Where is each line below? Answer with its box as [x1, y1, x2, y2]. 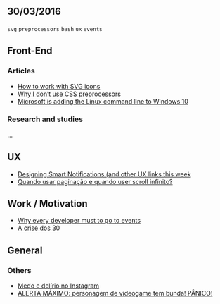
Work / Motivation [7, 197, 88, 209]
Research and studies [7, 114, 83, 124]
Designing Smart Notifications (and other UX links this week [17, 169, 191, 178]
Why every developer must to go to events [17, 217, 141, 225]
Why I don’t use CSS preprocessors [17, 90, 122, 98]
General [7, 244, 44, 256]
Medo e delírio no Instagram [17, 281, 100, 290]
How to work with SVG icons [17, 82, 101, 90]
